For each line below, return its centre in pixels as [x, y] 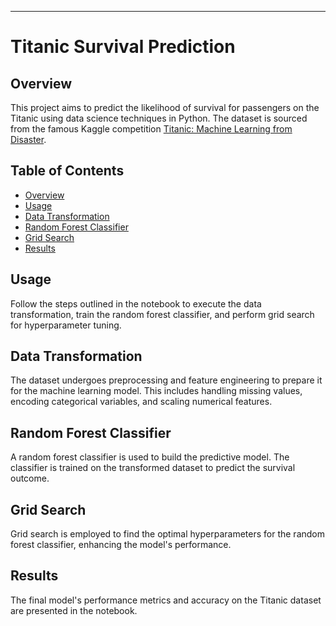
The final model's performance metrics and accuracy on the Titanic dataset [166, 600]
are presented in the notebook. [74, 610]
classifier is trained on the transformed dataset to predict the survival [153, 468]
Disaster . [28, 139]
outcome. [30, 478]
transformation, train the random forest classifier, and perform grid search [162, 314]
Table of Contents [67, 171]
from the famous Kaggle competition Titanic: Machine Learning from [151, 129]
